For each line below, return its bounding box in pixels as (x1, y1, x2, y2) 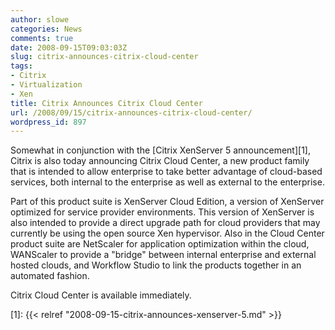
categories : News (10, 24, 83, 34)
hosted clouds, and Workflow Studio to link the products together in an (10, 259, 302, 271)
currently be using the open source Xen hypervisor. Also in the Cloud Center (10, 227, 325, 240)
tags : (10, 61, 33, 71)
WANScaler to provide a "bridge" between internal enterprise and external (10, 249, 317, 261)
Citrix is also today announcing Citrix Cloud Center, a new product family (10, 155, 310, 167)
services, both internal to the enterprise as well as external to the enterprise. (10, 176, 325, 188)
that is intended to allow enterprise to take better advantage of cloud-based (10, 166, 323, 178)
